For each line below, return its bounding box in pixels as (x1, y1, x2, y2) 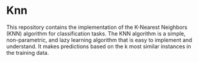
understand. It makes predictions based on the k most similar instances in (6, 43, 191, 50)
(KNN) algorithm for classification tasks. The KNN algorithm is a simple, (6, 29, 186, 37)
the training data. (6, 49, 49, 56)
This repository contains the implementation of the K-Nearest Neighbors (6, 23, 188, 31)
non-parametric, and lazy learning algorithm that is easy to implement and (6, 36, 193, 43)
